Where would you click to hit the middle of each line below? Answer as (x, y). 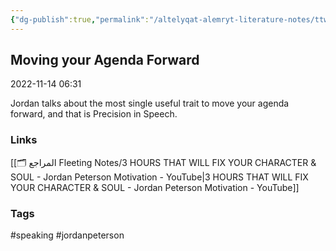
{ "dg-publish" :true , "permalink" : (80, 19)
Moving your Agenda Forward (105, 60)
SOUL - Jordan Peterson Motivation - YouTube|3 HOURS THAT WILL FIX (159, 177)
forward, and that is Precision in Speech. (94, 114)
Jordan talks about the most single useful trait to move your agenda (150, 103)
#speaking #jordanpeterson (67, 235)
